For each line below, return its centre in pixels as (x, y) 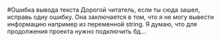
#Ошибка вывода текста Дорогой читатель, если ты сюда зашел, (104, 10)
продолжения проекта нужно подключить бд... (77, 31)
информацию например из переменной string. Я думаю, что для (102, 24)
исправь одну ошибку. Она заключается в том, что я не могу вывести (110, 17)
